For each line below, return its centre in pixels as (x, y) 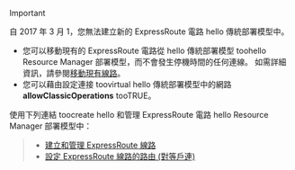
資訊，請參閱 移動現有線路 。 (74, 73)
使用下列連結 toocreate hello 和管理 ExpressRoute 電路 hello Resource (139, 115)
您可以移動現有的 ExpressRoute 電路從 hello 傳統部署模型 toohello (144, 50)
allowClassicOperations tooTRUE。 (89, 95)
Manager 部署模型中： (51, 126)
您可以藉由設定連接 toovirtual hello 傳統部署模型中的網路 (127, 84)
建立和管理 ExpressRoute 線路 (100, 145)
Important (27, 13)
